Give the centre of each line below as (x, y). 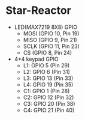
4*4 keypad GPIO (36, 59)
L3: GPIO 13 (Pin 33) (48, 78)
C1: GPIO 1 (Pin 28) (46, 91)
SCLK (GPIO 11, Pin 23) (51, 46)
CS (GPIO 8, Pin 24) (48, 52)
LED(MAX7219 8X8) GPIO (46, 27)
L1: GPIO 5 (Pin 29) (46, 65)
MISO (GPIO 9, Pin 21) (50, 40)
